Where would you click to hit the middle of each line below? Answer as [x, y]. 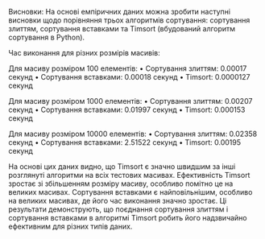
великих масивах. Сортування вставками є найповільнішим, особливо [130, 192]
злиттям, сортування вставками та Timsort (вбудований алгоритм [122, 29]
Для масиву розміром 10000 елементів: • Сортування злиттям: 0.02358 [133, 134]
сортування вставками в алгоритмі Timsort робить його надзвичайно [128, 218]
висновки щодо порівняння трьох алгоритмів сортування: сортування [129, 20]
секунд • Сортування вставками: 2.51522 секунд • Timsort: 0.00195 [125, 142]
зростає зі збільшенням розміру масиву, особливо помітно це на [121, 183]
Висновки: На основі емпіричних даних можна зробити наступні [120, 12]
